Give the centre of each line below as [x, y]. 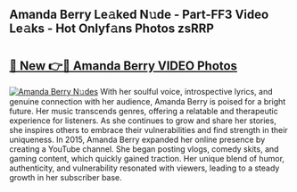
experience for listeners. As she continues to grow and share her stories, [143, 121]
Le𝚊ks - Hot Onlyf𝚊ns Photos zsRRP [111, 29]
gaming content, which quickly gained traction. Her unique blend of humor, [147, 159]
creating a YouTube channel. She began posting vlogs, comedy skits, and [144, 149]
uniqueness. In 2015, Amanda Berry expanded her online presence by [137, 139]
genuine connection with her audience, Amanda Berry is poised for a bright [148, 101]
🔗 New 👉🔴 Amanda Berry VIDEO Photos [124, 66]
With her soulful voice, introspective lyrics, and [187, 92]
